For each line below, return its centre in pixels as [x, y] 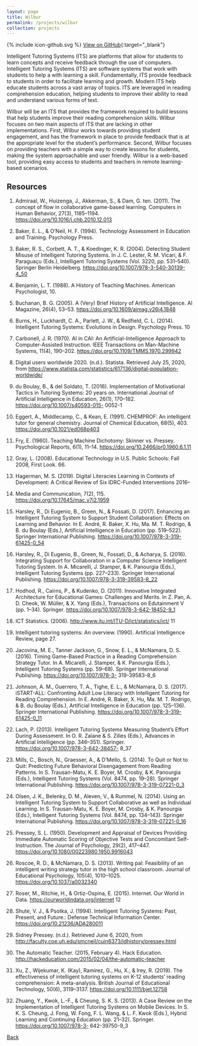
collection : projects [33, 28]
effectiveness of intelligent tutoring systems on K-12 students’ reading [100, 977]
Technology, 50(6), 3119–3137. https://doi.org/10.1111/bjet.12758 [91, 989]
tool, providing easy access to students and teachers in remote [83, 162]
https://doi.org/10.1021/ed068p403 [57, 429]
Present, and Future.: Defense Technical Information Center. [88, 917]
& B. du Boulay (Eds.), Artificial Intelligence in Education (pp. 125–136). [100, 705]
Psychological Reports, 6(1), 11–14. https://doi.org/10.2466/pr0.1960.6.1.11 [103, 447]
